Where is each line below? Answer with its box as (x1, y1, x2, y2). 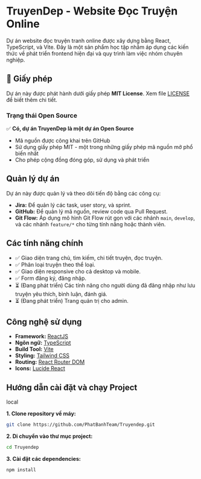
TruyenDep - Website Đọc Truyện (6, 4, 178, 18)
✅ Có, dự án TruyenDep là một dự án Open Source (6, 125, 134, 132)
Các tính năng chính (6, 238, 83, 249)
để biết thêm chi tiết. (6, 96, 57, 103)
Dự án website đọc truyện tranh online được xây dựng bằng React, (6, 37, 171, 44)
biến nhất (14, 150, 39, 157)
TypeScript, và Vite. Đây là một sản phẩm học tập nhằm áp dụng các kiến (6, 43, 189, 51)
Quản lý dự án (6, 174, 60, 184)
